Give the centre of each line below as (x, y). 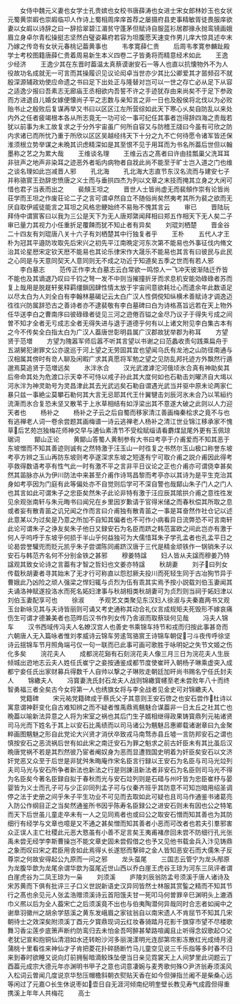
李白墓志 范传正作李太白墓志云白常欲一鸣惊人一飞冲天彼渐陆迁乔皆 (124, 269)
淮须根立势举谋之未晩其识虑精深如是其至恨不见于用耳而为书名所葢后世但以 (117, 144)
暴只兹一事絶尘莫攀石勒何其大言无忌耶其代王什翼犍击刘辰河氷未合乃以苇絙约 (120, 394)
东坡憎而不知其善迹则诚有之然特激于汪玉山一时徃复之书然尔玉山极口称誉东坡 (120, 448)
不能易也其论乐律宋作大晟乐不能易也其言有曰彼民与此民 (151, 252)
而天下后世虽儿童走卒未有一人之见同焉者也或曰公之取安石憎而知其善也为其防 (120, 814)
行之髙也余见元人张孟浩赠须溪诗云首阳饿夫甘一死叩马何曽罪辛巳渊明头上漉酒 (120, 895)
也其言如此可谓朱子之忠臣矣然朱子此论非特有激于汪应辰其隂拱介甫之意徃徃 (117, 493)
